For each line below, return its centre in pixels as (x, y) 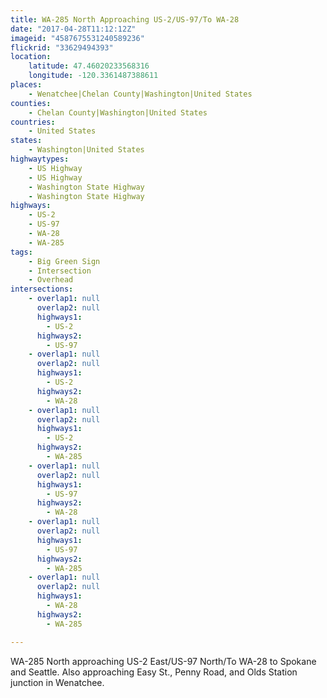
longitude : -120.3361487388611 (93, 76)
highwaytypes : (40, 159)
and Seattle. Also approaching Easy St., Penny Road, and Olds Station (154, 672)
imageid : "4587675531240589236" (77, 38)
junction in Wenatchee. (57, 682)
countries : (33, 122)
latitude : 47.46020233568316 (89, 66)
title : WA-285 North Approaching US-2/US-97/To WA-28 (125, 19)
